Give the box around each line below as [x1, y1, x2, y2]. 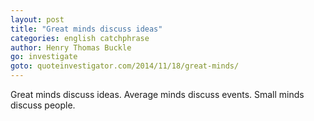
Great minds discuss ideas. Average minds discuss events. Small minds [10, 89, 305, 100]
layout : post [10, 14, 65, 25]
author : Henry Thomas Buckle [10, 42, 132, 53]
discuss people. [10, 99, 76, 111]
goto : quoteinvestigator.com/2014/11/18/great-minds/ [10, 61, 240, 71]
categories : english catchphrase [10, 33, 150, 43]
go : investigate [10, 52, 78, 62]
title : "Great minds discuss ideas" [10, 24, 163, 34]
